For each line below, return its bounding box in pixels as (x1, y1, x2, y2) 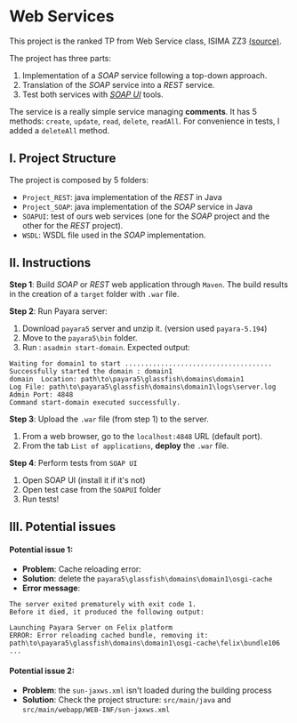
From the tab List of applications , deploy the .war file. (21, 440, 229, 451)
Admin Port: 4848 (9, 390, 74, 399)
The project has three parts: (9, 52, 112, 63)
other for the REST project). (21, 220, 124, 230)
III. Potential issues (9, 518, 116, 534)
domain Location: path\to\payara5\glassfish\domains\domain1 (9, 374, 245, 383)
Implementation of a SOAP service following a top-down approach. (21, 69, 268, 81)
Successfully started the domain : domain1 (9, 366, 173, 375)
